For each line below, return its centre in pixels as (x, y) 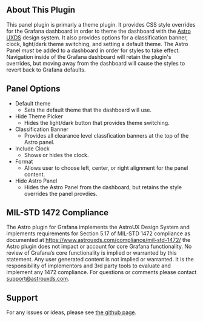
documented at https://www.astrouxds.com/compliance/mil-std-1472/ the (98, 240)
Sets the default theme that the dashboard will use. (88, 110)
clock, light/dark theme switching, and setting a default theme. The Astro (97, 44)
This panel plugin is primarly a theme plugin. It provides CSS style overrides (101, 24)
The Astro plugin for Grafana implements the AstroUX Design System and (98, 227)
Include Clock (32, 149)
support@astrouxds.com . (38, 279)
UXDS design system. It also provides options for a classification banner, (97, 37)
